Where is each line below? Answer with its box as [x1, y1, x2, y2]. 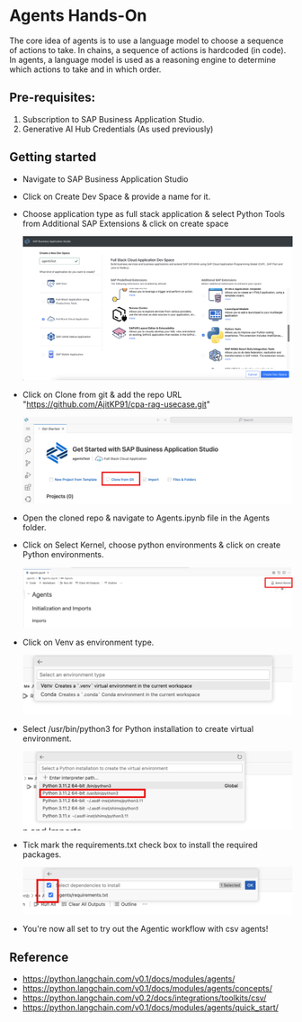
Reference [9, 949, 69, 964]
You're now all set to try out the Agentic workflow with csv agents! [22, 924, 269, 935]
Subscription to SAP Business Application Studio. [22, 113, 205, 124]
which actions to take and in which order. [9, 64, 162, 75]
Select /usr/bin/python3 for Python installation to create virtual [22, 723, 254, 734]
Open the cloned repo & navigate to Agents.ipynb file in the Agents [22, 512, 271, 523]
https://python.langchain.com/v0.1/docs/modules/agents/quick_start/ [22, 1002, 279, 1013]
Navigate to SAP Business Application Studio [22, 173, 189, 185]
